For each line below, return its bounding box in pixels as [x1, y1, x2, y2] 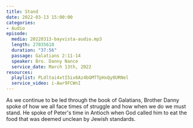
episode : [6, 31, 28, 37]
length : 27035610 [11, 42, 55, 48]
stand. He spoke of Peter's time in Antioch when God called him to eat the [6, 109, 187, 116]
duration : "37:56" [11, 47, 58, 53]
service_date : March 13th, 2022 [11, 63, 92, 70]
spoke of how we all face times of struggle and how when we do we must [6, 103, 186, 110]
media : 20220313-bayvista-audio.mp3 [11, 36, 102, 42]
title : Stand [6, 8, 39, 15]
